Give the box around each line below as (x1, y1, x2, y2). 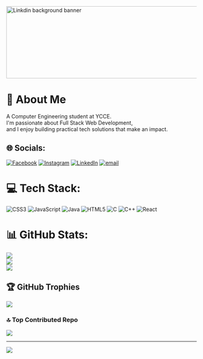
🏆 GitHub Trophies (6, 282, 80, 293)
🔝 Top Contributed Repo (6, 315, 79, 324)
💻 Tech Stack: (6, 181, 81, 195)
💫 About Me (6, 93, 66, 106)
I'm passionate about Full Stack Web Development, (6, 119, 133, 126)
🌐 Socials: (6, 143, 46, 154)
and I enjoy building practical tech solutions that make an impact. (6, 125, 168, 132)
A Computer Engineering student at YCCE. (6, 112, 112, 120)
